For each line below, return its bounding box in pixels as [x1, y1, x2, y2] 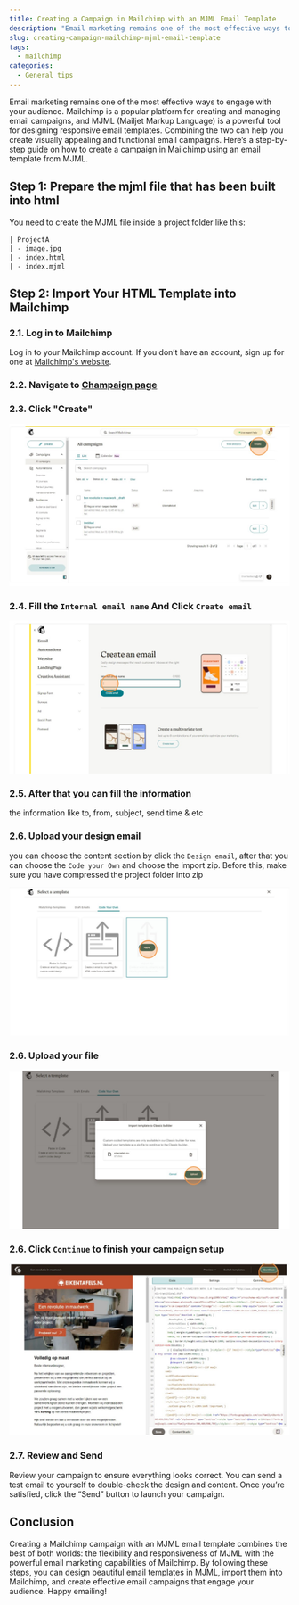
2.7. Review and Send [9, 1450, 104, 1462]
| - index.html [9, 252, 66, 262]
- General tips [17, 71, 74, 80]
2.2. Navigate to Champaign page [9, 379, 158, 392]
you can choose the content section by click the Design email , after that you [9, 850, 289, 861]
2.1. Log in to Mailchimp [9, 327, 113, 339]
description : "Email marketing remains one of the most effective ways [9, 23, 280, 33]
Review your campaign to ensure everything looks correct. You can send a [9, 1469, 283, 1480]
